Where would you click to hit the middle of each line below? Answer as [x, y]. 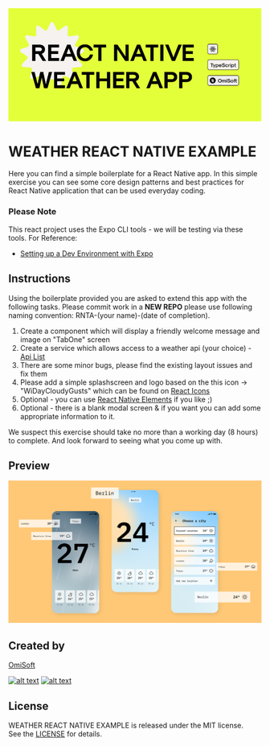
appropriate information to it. [67, 416]
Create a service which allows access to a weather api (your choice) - [135, 348]
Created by [37, 646]
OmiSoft [22, 665]
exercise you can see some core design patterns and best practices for [127, 182]
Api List [33, 357]
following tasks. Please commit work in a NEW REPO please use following [131, 307]
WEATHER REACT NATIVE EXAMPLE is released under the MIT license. [126, 725]
